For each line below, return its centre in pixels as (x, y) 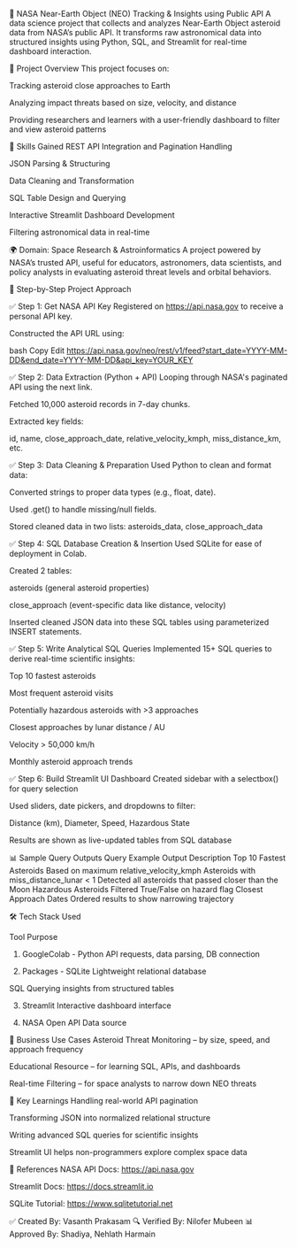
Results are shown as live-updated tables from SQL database (121, 840)
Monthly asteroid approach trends (71, 762)
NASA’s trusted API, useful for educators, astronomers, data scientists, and (145, 262)
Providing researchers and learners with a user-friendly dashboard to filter (145, 120)
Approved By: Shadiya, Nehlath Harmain (83, 1234)
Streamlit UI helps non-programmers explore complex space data (128, 1152)
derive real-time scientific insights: (72, 659)
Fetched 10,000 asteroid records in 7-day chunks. (100, 404)
